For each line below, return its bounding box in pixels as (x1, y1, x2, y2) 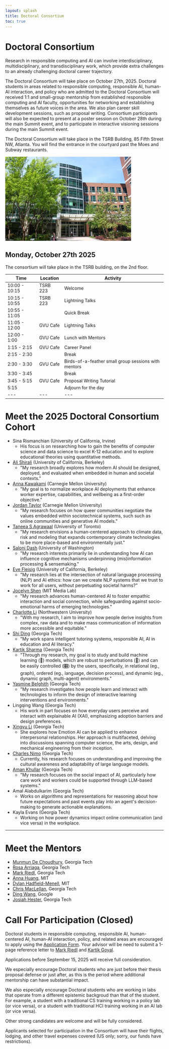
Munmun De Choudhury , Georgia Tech (12, 859, 93, 865)
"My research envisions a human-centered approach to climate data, (20, 529, 163, 535)
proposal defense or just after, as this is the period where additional (5, 972, 145, 978)
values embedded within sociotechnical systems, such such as (20, 513, 151, 519)
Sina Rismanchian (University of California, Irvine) (12, 438, 116, 444)
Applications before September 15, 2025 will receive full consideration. (5, 957, 152, 963)
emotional (20, 604, 41, 610)
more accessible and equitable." (20, 625, 87, 632)
